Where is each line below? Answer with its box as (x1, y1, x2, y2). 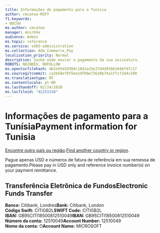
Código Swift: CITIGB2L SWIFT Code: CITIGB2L (5, 207, 102, 213)
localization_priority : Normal (5, 52, 69, 58)
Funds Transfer (5, 189, 53, 198)
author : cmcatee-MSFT (5, 12, 50, 17)
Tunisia (5, 131, 36, 142)
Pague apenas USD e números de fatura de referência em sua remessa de (5, 157, 156, 163)
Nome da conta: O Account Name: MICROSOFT (5, 223, 102, 229)
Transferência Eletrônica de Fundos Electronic (5, 181, 148, 190)
